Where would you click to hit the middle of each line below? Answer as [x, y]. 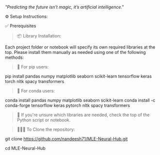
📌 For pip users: [33, 67]
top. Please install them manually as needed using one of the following [75, 52]
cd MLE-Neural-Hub [25, 148]
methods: [15, 57]
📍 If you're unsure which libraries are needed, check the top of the [83, 115]
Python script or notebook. [44, 120]
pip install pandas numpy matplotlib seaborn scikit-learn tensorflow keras [78, 76]
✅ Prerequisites [21, 26]
